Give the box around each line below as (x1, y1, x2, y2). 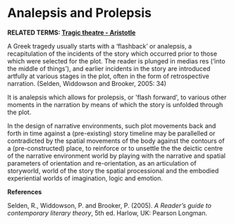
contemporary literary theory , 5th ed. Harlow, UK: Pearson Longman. (7, 209, 208, 217)
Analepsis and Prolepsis (7, 5, 152, 21)
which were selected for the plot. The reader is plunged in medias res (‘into (7, 56, 226, 65)
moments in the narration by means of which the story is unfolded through (7, 100, 223, 108)
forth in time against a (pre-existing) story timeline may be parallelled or (7, 129, 216, 137)
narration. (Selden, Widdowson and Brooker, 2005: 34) (7, 79, 167, 87)
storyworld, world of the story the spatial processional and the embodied (7, 166, 219, 175)
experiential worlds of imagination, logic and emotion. (7, 174, 164, 182)
